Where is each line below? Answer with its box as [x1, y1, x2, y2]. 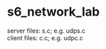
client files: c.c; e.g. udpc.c [7, 33, 83, 42]
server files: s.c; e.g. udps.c [7, 27, 85, 35]
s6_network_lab [7, 4, 101, 20]
